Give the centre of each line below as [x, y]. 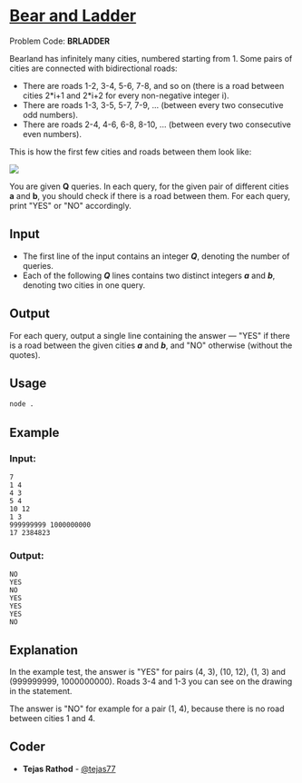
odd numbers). [50, 114]
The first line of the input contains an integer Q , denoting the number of [156, 256]
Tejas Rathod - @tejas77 [69, 768]
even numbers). [52, 134]
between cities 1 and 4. [52, 719]
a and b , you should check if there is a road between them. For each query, [150, 195]
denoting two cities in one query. [84, 285]
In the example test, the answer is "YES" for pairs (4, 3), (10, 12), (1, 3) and [147, 672]
